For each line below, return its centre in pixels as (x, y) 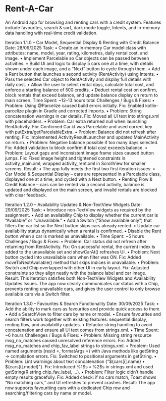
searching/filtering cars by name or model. (49, 393)
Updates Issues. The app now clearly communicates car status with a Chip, (82, 283)
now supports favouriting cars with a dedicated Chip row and (68, 388)
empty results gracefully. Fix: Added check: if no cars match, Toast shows (81, 377)
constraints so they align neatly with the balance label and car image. (76, 273)
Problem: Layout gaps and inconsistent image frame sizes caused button (80, 153)
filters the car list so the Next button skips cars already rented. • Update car (83, 225)
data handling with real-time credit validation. (51, 33)
